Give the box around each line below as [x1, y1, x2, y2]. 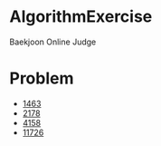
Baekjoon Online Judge [9, 36, 97, 47]
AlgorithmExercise [9, 6, 153, 27]
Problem [9, 68, 74, 89]
